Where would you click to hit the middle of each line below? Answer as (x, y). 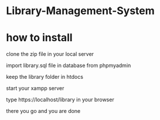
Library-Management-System (81, 11)
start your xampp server (35, 88)
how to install (39, 38)
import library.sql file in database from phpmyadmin (69, 65)
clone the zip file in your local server (50, 54)
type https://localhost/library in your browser (60, 100)
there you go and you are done (43, 111)
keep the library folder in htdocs (45, 77)
